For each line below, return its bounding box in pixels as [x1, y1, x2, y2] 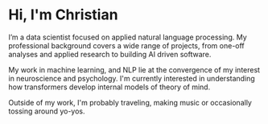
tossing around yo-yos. [8, 106, 85, 116]
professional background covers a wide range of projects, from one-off [8, 40, 245, 50]
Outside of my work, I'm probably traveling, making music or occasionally [8, 97, 252, 107]
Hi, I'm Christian [8, 6, 118, 24]
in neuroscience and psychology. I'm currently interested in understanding [8, 73, 255, 83]
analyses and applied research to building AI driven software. [8, 49, 212, 59]
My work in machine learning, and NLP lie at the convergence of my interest [8, 64, 260, 74]
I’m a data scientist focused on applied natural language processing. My [8, 32, 247, 42]
